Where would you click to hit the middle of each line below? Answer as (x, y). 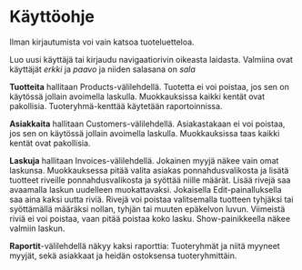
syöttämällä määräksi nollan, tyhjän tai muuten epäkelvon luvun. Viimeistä (147, 209)
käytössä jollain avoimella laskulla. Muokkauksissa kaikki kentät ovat (137, 96)
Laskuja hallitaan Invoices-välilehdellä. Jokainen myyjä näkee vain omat (144, 160)
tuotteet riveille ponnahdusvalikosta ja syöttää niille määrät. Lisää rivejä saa (150, 180)
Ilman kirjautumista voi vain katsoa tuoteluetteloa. (102, 42)
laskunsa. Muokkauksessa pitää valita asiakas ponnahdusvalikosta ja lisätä (149, 170)
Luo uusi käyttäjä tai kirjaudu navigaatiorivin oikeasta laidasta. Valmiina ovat (151, 59)
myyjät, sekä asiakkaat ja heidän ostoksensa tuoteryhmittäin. (123, 255)
